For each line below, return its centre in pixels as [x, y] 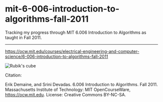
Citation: [13, 75]
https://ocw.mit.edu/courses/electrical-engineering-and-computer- [72, 51]
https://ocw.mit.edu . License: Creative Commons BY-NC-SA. [65, 94]
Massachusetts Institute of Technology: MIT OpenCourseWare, [68, 89]
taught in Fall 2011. [24, 38]
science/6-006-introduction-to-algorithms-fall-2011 [57, 56]
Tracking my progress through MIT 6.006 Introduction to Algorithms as [76, 32]
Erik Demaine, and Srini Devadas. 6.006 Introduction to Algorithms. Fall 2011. [81, 84]
